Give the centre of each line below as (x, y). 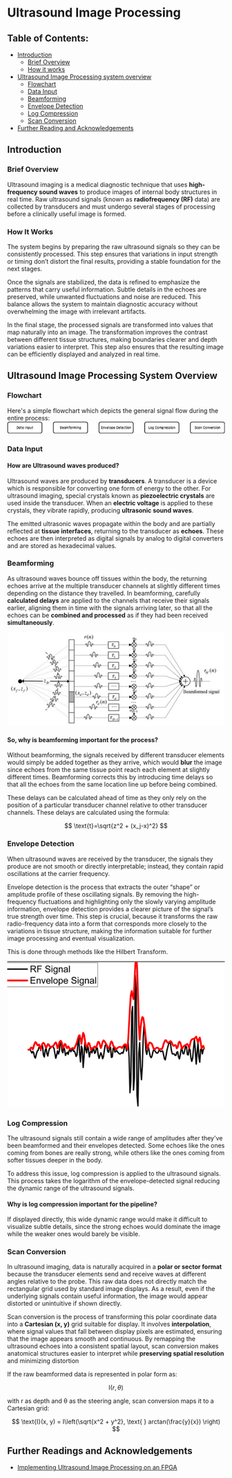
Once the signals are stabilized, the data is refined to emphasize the (104, 282)
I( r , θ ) (116, 1388)
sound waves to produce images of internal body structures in (128, 192)
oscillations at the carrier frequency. (59, 873)
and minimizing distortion (43, 1361)
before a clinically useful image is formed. (67, 214)
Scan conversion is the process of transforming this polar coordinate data (112, 1317)
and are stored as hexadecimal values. (62, 545)
